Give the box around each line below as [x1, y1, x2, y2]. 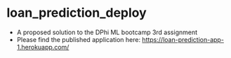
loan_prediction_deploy [6, 5, 147, 21]
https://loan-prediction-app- [142, 35, 224, 43]
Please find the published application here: [16, 35, 141, 43]
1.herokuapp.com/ [16, 43, 70, 51]
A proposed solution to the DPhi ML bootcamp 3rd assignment [16, 28, 198, 36]
